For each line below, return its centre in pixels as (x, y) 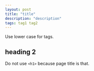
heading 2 (21, 52)
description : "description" (33, 18)
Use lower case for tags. (30, 37)
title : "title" (20, 14)
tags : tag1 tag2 (21, 23)
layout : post (18, 9)
